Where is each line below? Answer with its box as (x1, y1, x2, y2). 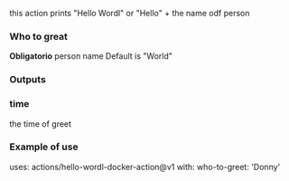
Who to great (9, 30, 68, 43)
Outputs (9, 73, 47, 86)
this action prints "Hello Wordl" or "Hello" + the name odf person (9, 8, 250, 18)
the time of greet (9, 118, 72, 129)
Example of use (9, 140, 79, 153)
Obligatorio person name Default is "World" (9, 51, 173, 62)
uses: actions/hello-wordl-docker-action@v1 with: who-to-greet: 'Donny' (9, 161, 281, 172)
